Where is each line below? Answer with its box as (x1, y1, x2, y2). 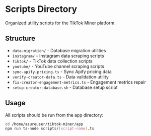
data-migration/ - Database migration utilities (12, 47, 106, 53)
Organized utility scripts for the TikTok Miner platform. (5, 20, 116, 26)
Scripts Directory (5, 3, 77, 15)
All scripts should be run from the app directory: (5, 112, 103, 118)
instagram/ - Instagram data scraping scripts (12, 53, 104, 59)
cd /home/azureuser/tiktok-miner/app (5, 122, 83, 127)
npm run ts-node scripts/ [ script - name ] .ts (5, 126, 94, 131)
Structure (5, 34, 36, 43)
